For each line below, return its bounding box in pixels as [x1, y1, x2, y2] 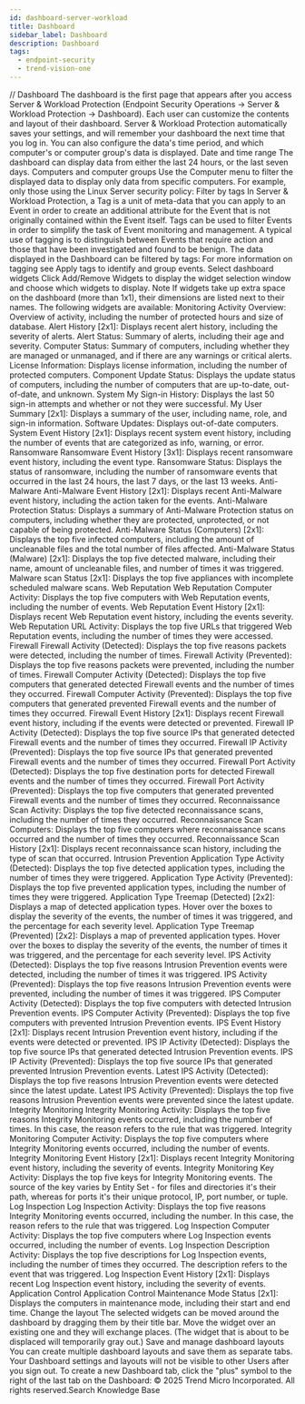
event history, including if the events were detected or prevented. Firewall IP [9, 717, 294, 728]
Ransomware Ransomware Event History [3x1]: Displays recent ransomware [9, 447, 293, 458]
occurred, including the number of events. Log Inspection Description [9, 1239, 271, 1250]
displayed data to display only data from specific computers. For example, [9, 176, 287, 187]
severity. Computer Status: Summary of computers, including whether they [9, 340, 290, 351]
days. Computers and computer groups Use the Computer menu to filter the [9, 166, 293, 177]
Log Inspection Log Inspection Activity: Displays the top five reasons [9, 1200, 266, 1211]
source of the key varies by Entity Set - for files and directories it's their [9, 1181, 277, 1192]
